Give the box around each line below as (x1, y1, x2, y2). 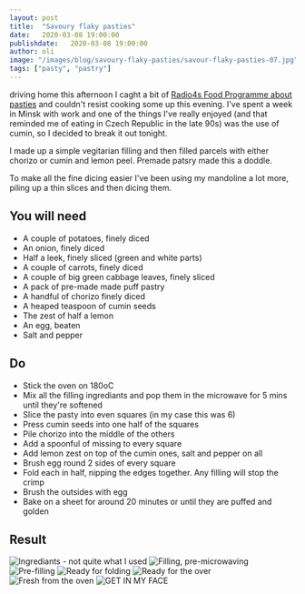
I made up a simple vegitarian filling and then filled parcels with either (9, 145, 270, 156)
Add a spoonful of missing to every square (22, 438, 182, 448)
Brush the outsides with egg (22, 486, 129, 497)
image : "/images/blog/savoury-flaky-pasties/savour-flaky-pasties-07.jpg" (9, 55, 299, 65)
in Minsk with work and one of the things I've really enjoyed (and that (9, 108, 268, 119)
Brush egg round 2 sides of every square (22, 457, 176, 468)
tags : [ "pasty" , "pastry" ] (9, 65, 112, 74)
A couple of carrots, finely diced (22, 261, 143, 273)
